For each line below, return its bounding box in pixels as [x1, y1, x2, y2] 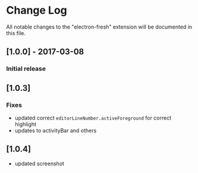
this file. [6, 29, 26, 36]
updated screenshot [14, 160, 64, 167]
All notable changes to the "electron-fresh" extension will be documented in [6, 23, 193, 30]
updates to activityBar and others [14, 127, 97, 134]
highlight [14, 120, 37, 128]
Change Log [6, 4, 67, 17]
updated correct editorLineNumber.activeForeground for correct [14, 114, 172, 121]
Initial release [6, 65, 46, 73]
